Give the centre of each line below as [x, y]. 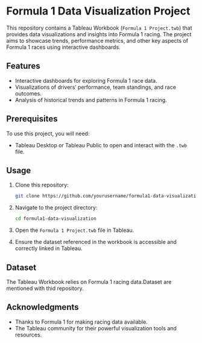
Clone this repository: [42, 185]
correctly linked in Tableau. [49, 248]
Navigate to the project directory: [56, 208]
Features [23, 66]
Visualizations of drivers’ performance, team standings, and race [96, 87]
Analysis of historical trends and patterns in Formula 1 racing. [91, 100]
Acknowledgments [43, 307]
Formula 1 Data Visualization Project [98, 11]
